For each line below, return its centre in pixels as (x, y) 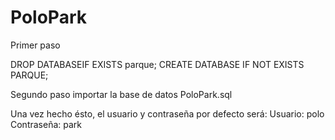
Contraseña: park (46, 124)
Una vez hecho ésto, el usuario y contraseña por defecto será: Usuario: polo (167, 113)
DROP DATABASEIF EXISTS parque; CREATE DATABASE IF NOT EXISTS (157, 64)
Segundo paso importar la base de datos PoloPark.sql (121, 94)
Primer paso (35, 45)
